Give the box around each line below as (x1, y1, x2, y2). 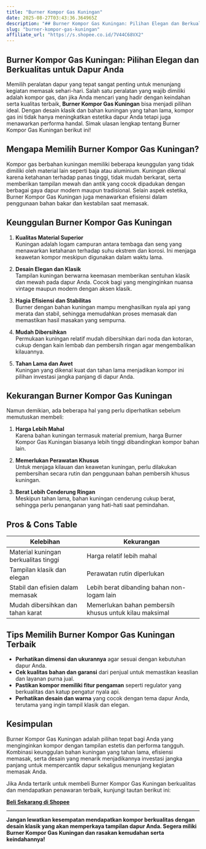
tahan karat (9, 609, 42, 617)
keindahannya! (6, 835, 45, 843)
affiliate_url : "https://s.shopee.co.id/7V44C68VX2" (6, 32, 144, 38)
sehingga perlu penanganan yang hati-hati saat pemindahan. (15, 502, 170, 509)
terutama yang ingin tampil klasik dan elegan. (15, 701, 130, 708)
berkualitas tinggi (9, 556, 59, 564)
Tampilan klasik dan (9, 566, 66, 574)
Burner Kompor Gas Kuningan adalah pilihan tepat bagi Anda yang (6, 735, 174, 743)
